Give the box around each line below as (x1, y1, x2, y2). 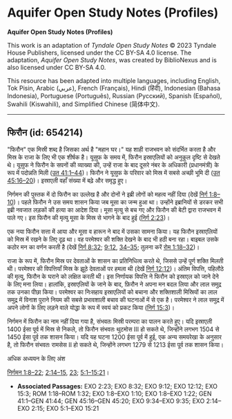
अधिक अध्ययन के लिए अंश (7, 354, 66, 362)
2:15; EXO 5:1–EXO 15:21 (30, 404, 99, 412)
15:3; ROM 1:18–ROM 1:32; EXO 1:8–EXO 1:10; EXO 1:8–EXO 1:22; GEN (17, 389, 212, 398)
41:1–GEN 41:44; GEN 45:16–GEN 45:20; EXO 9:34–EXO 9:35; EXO (17, 396, 205, 405)
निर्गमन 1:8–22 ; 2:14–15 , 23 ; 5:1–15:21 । (7, 368, 110, 376)
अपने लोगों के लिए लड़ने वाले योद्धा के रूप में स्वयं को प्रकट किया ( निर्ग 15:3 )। (7, 303, 175, 312)
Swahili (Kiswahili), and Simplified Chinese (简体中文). (7, 100, 160, 108)
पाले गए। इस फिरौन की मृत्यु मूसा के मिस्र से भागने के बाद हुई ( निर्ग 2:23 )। (7, 213, 171, 222)
